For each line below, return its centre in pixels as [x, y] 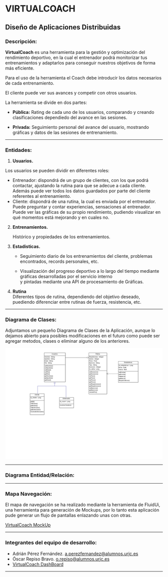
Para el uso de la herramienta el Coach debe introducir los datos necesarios [83, 77]
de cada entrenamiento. [30, 83]
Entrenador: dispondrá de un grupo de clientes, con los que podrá [80, 180]
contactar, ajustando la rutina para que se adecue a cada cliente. [79, 186]
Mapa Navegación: [29, 494]
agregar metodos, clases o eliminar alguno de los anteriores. [67, 341]
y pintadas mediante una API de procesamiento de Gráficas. [82, 282]
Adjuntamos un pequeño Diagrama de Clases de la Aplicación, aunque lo [80, 331]
